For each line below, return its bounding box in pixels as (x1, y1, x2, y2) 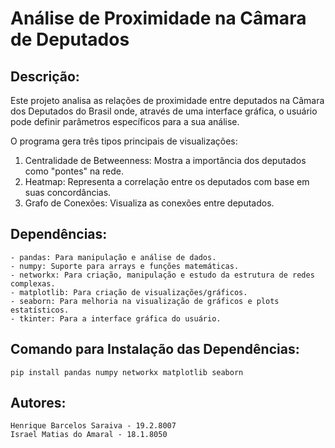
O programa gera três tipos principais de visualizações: (10, 135, 238, 147)
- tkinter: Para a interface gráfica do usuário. (10, 313, 222, 324)
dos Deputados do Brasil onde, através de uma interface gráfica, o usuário (10, 105, 318, 117)
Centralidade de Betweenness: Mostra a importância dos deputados (24, 155, 307, 166)
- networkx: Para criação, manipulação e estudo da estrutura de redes (10, 270, 315, 280)
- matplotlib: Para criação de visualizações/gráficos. (10, 287, 248, 297)
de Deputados (10, 28, 130, 51)
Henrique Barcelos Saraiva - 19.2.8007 (10, 421, 177, 431)
